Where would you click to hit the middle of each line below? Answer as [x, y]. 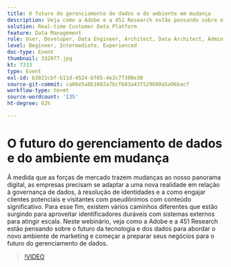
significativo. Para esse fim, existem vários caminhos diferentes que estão [113, 206]
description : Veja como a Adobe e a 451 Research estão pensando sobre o [115, 20]
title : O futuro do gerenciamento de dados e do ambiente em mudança [109, 13]
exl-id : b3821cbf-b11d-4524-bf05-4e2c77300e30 [75, 78]
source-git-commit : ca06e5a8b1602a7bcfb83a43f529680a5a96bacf [98, 84]
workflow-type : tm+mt [38, 90]
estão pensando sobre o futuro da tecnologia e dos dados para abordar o [111, 228]
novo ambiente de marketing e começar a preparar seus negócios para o [111, 236]
